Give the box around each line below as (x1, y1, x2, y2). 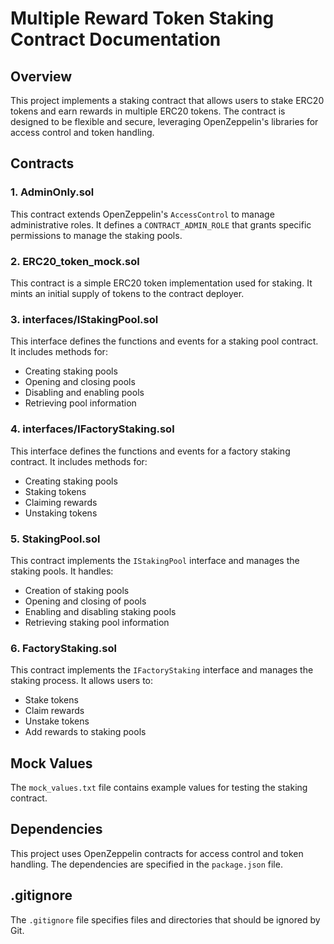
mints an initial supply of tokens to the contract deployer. (10, 287, 245, 299)
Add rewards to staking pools (24, 726, 147, 738)
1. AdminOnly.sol (10, 185, 95, 199)
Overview (10, 68, 73, 85)
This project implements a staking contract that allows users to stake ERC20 (10, 95, 325, 106)
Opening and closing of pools (24, 595, 147, 607)
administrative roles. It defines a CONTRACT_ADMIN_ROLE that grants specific (10, 218, 312, 231)
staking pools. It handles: (10, 565, 114, 577)
